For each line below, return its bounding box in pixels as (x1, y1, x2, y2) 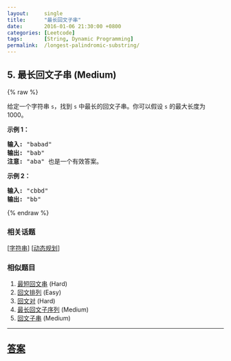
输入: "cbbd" (7, 186, 49, 195)
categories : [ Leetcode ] (7, 29, 76, 36)
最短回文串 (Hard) (16, 280, 67, 288)
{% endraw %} (7, 208, 49, 217)
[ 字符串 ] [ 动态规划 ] (7, 244, 60, 252)
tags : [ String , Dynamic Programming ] (7, 36, 134, 43)
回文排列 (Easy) (16, 288, 62, 296)
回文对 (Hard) (16, 297, 56, 305)
